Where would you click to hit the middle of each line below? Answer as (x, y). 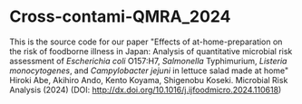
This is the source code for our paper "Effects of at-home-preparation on (146, 42)
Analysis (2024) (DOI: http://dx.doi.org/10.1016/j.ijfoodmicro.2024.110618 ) (146, 90)
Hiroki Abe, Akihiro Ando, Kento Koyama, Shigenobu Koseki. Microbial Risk (149, 80)
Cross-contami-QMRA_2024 (120, 17)
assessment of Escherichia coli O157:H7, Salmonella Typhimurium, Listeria (148, 61)
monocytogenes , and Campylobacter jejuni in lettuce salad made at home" (149, 71)
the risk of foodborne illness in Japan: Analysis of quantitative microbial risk (151, 51)
